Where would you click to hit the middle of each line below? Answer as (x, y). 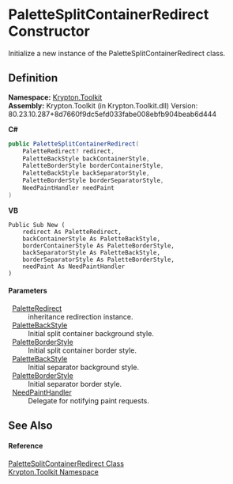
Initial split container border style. (82, 350)
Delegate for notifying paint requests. (89, 400)
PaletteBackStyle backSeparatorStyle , (86, 173)
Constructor (49, 31)
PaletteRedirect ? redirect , (68, 151)
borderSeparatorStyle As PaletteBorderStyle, (99, 259)
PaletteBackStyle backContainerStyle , (86, 159)
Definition (33, 78)
